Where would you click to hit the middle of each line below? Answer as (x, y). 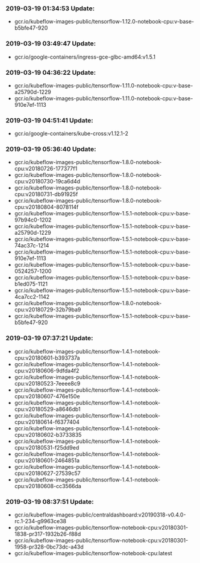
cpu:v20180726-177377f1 (46, 169)
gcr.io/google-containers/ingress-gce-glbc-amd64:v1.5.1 (85, 57)
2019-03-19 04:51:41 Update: (50, 120)
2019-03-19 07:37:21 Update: (49, 338)
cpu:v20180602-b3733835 (48, 434)
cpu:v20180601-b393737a (47, 358)
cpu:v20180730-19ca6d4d (47, 182)
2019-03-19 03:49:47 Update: (51, 43)
